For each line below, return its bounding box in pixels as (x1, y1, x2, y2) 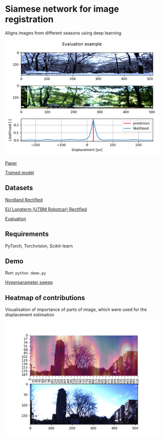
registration (5, 14, 54, 25)
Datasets (5, 184, 33, 192)
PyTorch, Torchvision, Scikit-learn (5, 243, 73, 249)
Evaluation (5, 216, 26, 221)
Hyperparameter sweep (5, 280, 53, 286)
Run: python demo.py (5, 270, 46, 276)
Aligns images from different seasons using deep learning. (5, 30, 123, 36)
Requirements (5, 230, 49, 238)
